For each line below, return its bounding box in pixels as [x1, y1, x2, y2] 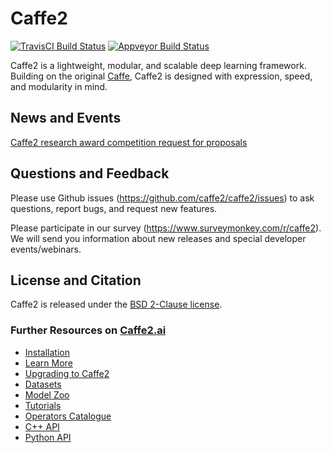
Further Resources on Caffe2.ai [10, 323, 167, 337]
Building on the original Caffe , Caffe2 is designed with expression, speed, [10, 70, 313, 82]
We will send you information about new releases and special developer [10, 232, 307, 244]
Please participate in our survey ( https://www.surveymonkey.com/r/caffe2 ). [10, 222, 322, 234]
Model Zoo [24, 388, 70, 401]
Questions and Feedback [10, 165, 170, 182]
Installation [24, 346, 71, 358]
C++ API [24, 420, 60, 432]
